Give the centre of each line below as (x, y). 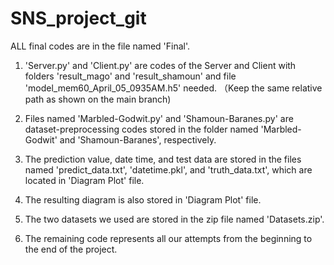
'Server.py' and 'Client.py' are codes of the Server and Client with (160, 65)
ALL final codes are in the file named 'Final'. (100, 46)
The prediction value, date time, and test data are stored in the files (163, 159)
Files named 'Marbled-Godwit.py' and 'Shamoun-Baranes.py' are (159, 118)
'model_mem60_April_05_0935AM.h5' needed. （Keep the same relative (173, 88)
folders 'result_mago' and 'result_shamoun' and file (130, 76)
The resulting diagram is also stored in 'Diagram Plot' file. (143, 199)
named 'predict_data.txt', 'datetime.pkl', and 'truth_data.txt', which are (168, 169)
